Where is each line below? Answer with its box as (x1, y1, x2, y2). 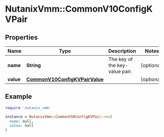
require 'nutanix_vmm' (5, 105, 51, 110)
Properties (5, 33, 38, 41)
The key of (108, 56, 133, 62)
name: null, (9, 118, 34, 124)
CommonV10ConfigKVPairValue (26, 76, 104, 82)
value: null (9, 123, 34, 128)
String (26, 62, 41, 69)
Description (108, 48, 136, 54)
